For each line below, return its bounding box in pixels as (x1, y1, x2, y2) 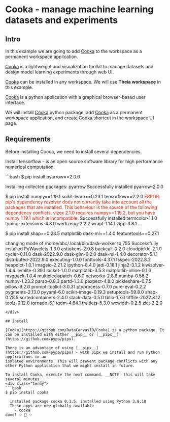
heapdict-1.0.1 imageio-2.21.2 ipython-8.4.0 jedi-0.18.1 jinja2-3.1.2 (5, 261, 141, 268)
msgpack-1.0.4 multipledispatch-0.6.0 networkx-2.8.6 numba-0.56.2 (5, 273, 149, 279)
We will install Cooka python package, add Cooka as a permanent (5, 110, 143, 115)
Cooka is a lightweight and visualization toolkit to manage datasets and (5, 64, 154, 69)
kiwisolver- (142, 261, 165, 268)
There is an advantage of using (5, 345, 74, 350)
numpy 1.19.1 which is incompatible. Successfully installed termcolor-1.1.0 (5, 215, 157, 221)
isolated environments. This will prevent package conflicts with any (5, 358, 158, 364)
